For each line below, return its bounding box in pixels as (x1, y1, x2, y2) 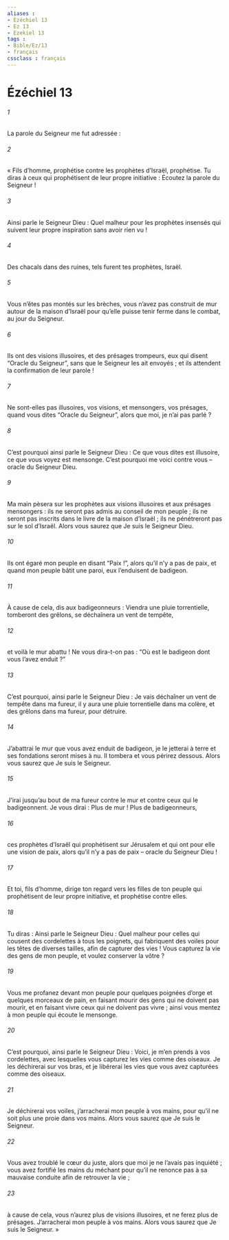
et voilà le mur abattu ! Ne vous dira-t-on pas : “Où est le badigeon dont (7, 648, 210, 656)
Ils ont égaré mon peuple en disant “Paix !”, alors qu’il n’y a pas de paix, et (7, 559, 217, 567)
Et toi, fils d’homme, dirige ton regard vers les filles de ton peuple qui (7, 885, 202, 893)
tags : (7, 36, 26, 43)
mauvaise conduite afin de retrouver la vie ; (7, 1173, 130, 1181)
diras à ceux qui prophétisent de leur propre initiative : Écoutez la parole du (7, 174, 220, 182)
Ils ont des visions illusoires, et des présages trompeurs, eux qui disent (7, 352, 208, 360)
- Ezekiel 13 (7, 29, 45, 37)
